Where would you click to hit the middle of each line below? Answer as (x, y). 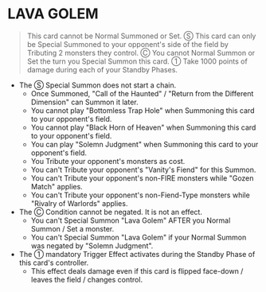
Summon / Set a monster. (72, 228)
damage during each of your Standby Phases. (102, 69)
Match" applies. (57, 186)
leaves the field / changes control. (87, 279)
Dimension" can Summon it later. (84, 102)
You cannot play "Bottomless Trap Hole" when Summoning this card (143, 110)
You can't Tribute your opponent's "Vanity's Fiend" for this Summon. (143, 169)
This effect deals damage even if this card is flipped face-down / (137, 271)
